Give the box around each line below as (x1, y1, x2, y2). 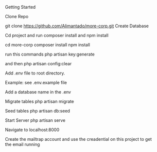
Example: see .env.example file (5, 80, 67, 85)
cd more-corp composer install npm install (5, 42, 90, 48)
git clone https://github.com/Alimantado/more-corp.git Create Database (5, 23, 149, 29)
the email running (5, 141, 40, 147)
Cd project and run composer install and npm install (5, 33, 108, 38)
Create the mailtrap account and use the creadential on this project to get (5, 136, 152, 142)
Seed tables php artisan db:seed (5, 108, 70, 114)
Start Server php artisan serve (5, 117, 66, 123)
